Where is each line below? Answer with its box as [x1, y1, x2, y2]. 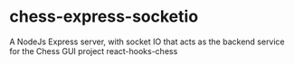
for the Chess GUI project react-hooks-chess [9, 45, 178, 56]
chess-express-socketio [9, 6, 199, 27]
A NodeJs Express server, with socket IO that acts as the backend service [9, 36, 285, 47]
